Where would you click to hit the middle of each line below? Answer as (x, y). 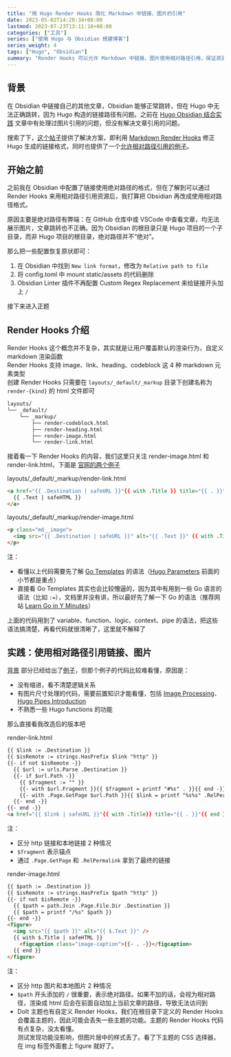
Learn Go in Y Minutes (56, 605)
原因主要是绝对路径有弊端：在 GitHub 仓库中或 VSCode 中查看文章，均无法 (113, 219)
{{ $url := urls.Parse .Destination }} (70, 770)
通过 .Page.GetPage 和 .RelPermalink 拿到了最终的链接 (93, 860)
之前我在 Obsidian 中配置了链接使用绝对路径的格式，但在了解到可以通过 (109, 188)
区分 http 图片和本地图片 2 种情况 (64, 985)
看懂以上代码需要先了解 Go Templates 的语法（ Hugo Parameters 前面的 (118, 571)
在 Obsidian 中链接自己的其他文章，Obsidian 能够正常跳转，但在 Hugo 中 (110, 106)
